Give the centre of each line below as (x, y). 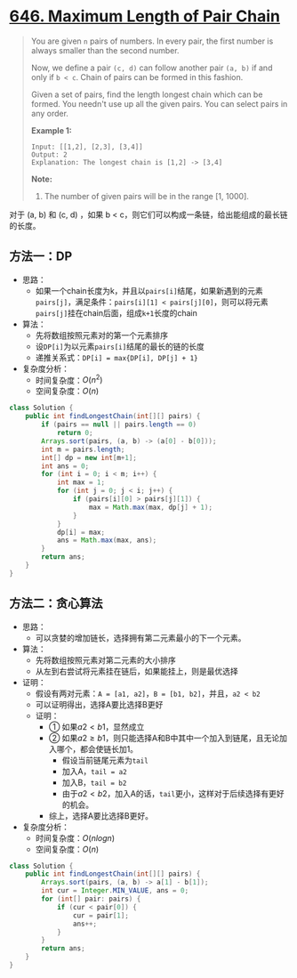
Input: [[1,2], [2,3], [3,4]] (87, 147)
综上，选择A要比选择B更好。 (101, 815)
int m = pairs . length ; (83, 449)
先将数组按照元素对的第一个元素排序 (102, 335)
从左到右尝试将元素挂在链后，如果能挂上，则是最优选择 (136, 671)
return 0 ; (75, 433)
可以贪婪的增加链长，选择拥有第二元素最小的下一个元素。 (140, 637)
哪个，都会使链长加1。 (97, 748)
